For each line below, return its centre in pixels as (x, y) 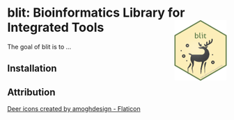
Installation (32, 68)
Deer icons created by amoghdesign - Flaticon (74, 109)
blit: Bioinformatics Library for (96, 13)
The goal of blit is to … (39, 46)
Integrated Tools (56, 27)
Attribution (31, 92)
